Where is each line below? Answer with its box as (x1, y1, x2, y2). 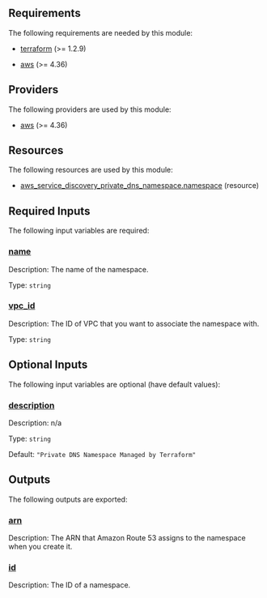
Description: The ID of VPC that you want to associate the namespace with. (8, 318, 260, 328)
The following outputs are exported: (8, 494, 128, 504)
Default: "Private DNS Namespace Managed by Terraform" (8, 449, 197, 459)
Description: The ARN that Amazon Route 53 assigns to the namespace (8, 533, 246, 543)
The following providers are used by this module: (8, 105, 172, 114)
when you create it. (8, 542, 73, 552)
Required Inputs (8, 204, 91, 218)
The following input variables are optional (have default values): (8, 379, 221, 389)
